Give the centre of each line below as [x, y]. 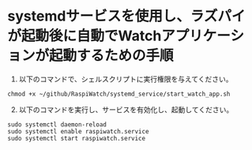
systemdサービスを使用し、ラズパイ [126, 16]
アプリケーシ [203, 36]
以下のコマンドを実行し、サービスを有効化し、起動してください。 [126, 109]
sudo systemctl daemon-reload [57, 124]
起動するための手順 [112, 56]
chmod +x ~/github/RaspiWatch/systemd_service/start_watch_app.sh [119, 94]
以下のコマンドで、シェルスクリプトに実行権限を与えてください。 [126, 79]
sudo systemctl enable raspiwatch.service [78, 131]
